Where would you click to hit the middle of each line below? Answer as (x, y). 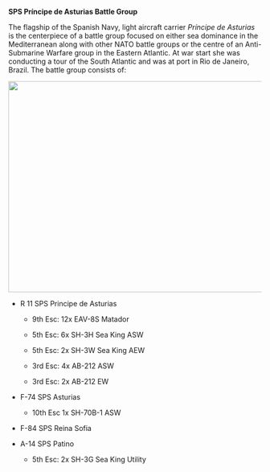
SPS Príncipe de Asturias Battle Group (73, 12)
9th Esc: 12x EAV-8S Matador (81, 319)
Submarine (27, 53)
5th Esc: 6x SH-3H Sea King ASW (88, 335)
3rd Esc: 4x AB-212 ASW (73, 366)
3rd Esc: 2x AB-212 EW (70, 381)
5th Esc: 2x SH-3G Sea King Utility (89, 459)
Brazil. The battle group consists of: (67, 70)
